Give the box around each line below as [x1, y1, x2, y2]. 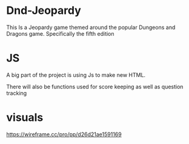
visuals [6, 111, 44, 125]
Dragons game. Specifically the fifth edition [6, 30, 114, 37]
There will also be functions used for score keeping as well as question [6, 83, 184, 90]
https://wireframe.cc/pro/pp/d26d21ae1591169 [6, 131, 122, 138]
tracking [6, 89, 27, 97]
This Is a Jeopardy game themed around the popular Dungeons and [6, 24, 176, 31]
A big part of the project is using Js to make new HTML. [6, 71, 146, 79]
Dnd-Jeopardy [6, 4, 82, 18]
